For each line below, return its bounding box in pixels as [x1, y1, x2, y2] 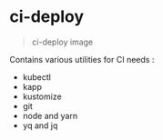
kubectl [22, 71, 52, 83]
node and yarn [22, 110, 78, 121]
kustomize [22, 91, 62, 102]
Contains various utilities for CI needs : [9, 54, 155, 65]
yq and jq [22, 120, 58, 131]
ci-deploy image [31, 36, 94, 47]
